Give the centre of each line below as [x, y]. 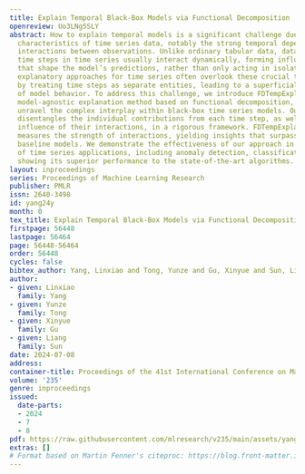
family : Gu [38, 330]
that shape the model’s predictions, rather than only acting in [144, 69]
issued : [24, 397]
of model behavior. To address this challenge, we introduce [136, 93]
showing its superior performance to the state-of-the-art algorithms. [156, 161]
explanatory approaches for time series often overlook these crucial [154, 77]
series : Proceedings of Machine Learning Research [107, 178]
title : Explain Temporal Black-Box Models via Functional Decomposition [150, 18]
